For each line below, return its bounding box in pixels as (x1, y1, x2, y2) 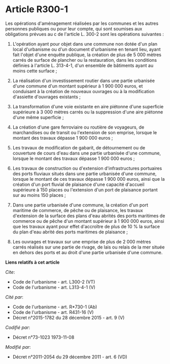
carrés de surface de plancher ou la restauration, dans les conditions (12, 57, 157, 63)
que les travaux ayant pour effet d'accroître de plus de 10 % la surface (12, 223, 160, 229)
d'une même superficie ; (12, 114, 64, 120)
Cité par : (5, 294, 24, 300)
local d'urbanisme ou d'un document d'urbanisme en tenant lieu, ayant (12, 46, 161, 52)
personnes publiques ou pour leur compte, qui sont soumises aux (5, 25, 143, 31)
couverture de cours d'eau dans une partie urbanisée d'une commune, (12, 150, 161, 156)
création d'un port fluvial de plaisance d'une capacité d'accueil (12, 181, 145, 187)
